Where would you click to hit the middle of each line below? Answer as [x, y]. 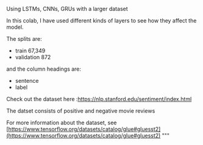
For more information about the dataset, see [62, 122]
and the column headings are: [44, 69]
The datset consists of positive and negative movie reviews [81, 111]
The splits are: [24, 39]
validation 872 [33, 57]
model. [15, 27]
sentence [27, 81]
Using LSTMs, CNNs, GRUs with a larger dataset [67, 9]
